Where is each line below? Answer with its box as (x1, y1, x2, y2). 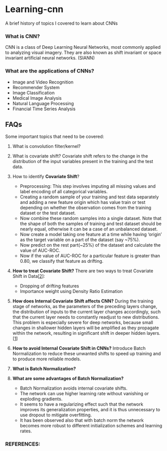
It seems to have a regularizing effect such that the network (20, 401, 143, 407)
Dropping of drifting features (20, 283, 79, 289)
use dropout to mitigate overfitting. (20, 412, 92, 418)
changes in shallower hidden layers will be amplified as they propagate (12, 325, 159, 331)
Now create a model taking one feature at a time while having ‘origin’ (20, 232, 162, 238)
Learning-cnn (5, 4, 64, 15)
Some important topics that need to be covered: (5, 133, 104, 139)
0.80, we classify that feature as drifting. (20, 258, 104, 264)
